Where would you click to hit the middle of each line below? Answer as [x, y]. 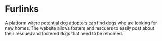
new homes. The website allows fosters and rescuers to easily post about [80, 28]
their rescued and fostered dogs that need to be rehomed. [64, 33]
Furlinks [22, 9]
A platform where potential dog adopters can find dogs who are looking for [81, 23]
